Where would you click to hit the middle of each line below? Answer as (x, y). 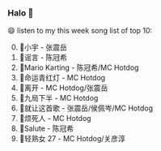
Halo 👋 (21, 13)
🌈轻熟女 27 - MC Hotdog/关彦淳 (72, 139)
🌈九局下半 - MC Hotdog (59, 98)
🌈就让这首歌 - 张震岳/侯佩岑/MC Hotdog (86, 108)
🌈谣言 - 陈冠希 (43, 58)
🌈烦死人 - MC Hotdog (55, 119)
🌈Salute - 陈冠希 (47, 128)
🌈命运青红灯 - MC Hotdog (62, 78)
